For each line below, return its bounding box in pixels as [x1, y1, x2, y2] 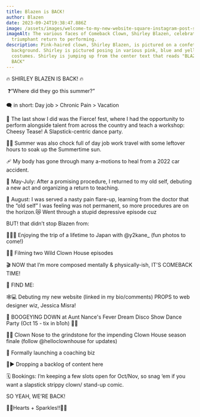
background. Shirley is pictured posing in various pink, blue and [11, 48, 183, 54]
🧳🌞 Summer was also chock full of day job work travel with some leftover [6, 139, 186, 147]
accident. [6, 166, 29, 173]
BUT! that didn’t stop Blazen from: [6, 220, 89, 227]
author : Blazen [6, 14, 44, 20]
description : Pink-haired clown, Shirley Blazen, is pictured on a [6, 42, 177, 48]
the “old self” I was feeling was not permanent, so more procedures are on [6, 202, 189, 209]
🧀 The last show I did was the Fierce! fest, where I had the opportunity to [6, 115, 185, 122]
